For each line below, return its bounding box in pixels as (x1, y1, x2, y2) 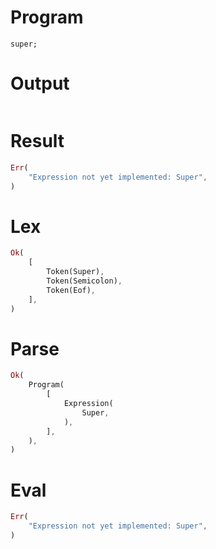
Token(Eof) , (46, 285, 97, 295)
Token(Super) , (46, 267, 105, 277)
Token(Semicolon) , (46, 276, 123, 286)
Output (10, 72, 70, 95)
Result (10, 130, 65, 153)
